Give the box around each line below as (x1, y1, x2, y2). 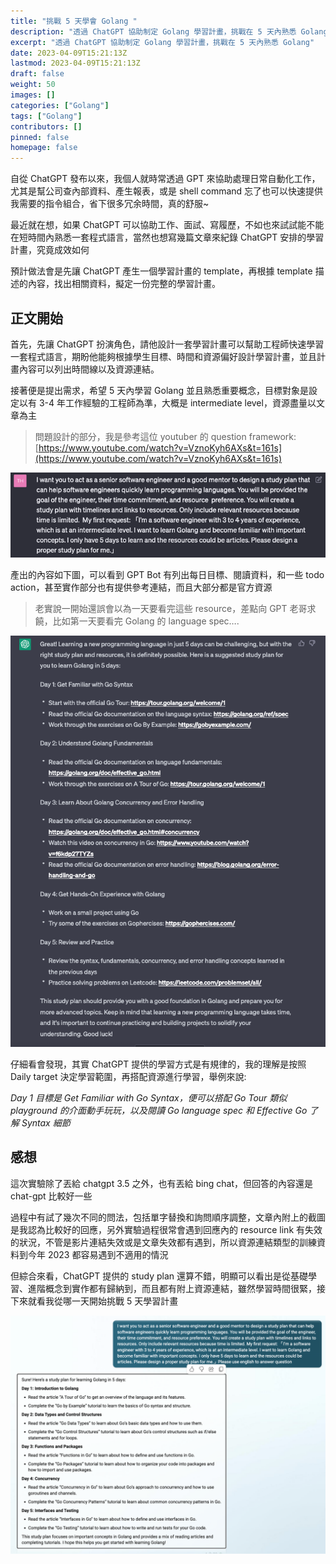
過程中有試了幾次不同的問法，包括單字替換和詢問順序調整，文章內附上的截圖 (10, 1211, 326, 1223)
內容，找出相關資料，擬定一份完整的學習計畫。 (27, 278, 221, 290)
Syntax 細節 (21, 1116, 71, 1129)
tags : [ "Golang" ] (10, 111, 83, 121)
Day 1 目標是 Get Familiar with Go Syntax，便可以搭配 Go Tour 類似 (10, 1091, 288, 1104)
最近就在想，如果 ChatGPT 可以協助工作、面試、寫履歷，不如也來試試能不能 (10, 219, 325, 231)
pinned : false (10, 132, 70, 142)
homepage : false (10, 143, 78, 153)
